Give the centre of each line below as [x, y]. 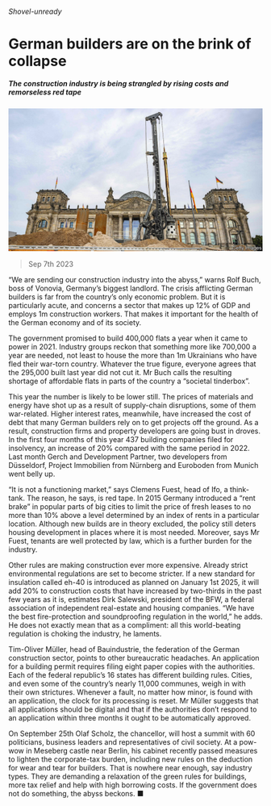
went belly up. [32, 474]
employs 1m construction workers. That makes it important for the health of [133, 314]
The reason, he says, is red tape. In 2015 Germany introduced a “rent [141, 498]
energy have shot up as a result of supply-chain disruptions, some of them [132, 405]
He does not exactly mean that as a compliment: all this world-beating [125, 625]
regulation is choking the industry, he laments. [85, 634]
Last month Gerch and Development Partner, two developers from [118, 457]
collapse [38, 61]
